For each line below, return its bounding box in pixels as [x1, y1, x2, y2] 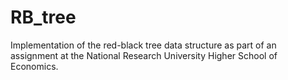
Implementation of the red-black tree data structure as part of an [10, 39, 277, 51]
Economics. [10, 60, 59, 72]
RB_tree [10, 6, 77, 29]
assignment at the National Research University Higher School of [10, 49, 278, 61]
